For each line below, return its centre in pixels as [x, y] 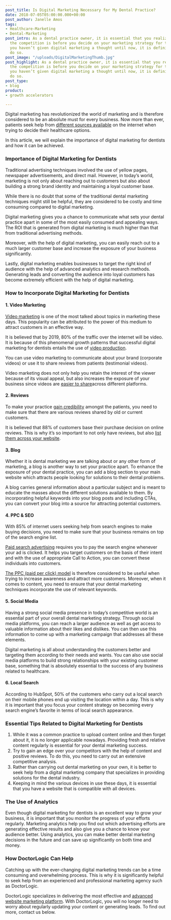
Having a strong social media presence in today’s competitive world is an [82, 612]
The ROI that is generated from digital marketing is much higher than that [82, 228]
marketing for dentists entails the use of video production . [66, 348]
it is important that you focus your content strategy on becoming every [79, 705]
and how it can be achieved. [35, 146]
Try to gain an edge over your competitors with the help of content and [87, 751]
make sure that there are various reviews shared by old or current [74, 412]
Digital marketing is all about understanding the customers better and [78, 649]
